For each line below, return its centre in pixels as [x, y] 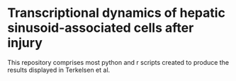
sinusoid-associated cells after [101, 28]
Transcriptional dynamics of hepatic [116, 13]
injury [25, 43]
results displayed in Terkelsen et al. [59, 70]
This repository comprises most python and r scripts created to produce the [118, 62]
